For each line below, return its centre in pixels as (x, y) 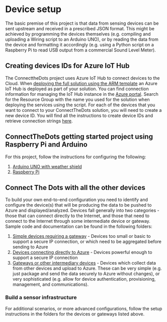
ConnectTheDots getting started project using (79, 137)
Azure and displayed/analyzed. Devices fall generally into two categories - (82, 211)
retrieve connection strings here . (39, 121)
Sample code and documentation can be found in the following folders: (79, 227)
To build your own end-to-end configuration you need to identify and (77, 200)
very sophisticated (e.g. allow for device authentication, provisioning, (84, 279)
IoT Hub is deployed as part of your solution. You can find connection (77, 89)
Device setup (33, 9)
